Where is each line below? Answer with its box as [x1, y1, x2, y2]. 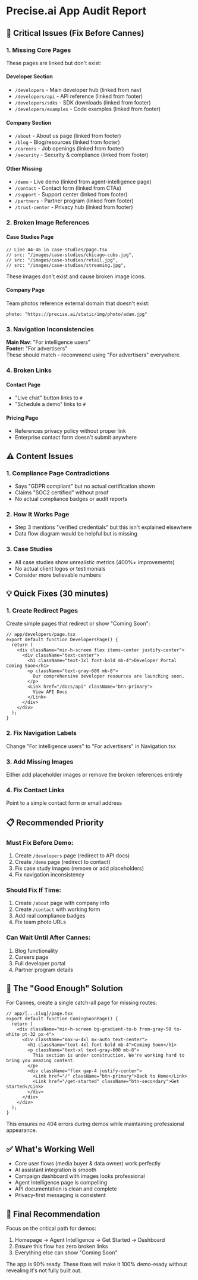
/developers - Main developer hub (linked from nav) [14, 87, 142, 94]
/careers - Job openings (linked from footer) [14, 145, 124, 152]
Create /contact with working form [14, 906, 100, 913]
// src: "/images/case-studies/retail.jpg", [6, 257, 118, 263]
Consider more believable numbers [14, 571, 101, 579]
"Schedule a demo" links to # [14, 401, 86, 408]
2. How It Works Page [6, 510, 70, 519]
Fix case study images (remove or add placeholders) [14, 864, 144, 872]
